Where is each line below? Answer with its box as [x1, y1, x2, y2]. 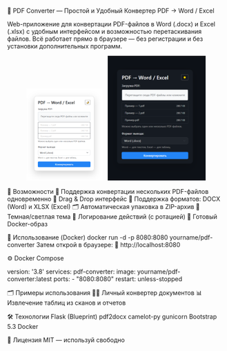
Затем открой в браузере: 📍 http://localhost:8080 [36, 240, 181, 249]
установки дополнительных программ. [7, 42, 123, 50]
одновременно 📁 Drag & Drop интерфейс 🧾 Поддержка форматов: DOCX [7, 195, 221, 203]
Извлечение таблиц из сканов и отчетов [7, 298, 126, 307]
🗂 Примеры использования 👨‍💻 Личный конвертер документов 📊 [7, 288, 202, 297]
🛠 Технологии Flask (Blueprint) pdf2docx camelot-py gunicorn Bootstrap [7, 312, 217, 321]
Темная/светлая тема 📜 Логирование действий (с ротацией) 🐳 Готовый [7, 212, 217, 221]
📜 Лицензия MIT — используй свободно [7, 336, 126, 344]
